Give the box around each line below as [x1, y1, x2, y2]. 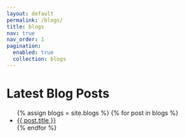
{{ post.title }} [16, 116, 57, 124]
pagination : [6, 43, 41, 49]
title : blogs [6, 23, 45, 30]
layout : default [6, 10, 54, 17]
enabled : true [13, 49, 54, 56]
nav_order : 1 [6, 36, 45, 43]
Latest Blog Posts [6, 85, 110, 101]
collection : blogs [13, 56, 67, 63]
